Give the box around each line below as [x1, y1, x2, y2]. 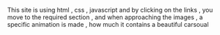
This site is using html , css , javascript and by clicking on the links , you [7, 6, 214, 14]
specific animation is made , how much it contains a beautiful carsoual [7, 21, 209, 28]
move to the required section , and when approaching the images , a [7, 13, 203, 21]
